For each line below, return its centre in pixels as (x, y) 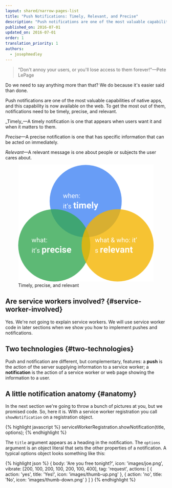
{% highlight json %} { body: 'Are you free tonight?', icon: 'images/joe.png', (84, 463)
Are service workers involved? (55, 302)
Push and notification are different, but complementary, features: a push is (84, 361)
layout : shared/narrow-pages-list (42, 11)
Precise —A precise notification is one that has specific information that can (85, 137)
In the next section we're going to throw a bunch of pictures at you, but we (84, 406)
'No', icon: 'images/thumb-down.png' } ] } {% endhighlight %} (71, 480)
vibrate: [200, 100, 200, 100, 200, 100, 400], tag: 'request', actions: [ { (79, 469)
